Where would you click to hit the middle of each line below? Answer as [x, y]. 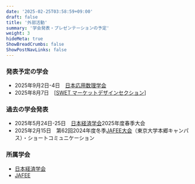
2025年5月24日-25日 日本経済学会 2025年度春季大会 [80, 123]
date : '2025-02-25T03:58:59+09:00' [50, 11]
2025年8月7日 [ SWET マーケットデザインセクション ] [80, 93]
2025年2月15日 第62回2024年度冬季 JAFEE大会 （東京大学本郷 [91, 131]
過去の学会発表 [27, 109]
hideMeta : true [25, 39]
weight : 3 [18, 34]
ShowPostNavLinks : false [36, 50]
